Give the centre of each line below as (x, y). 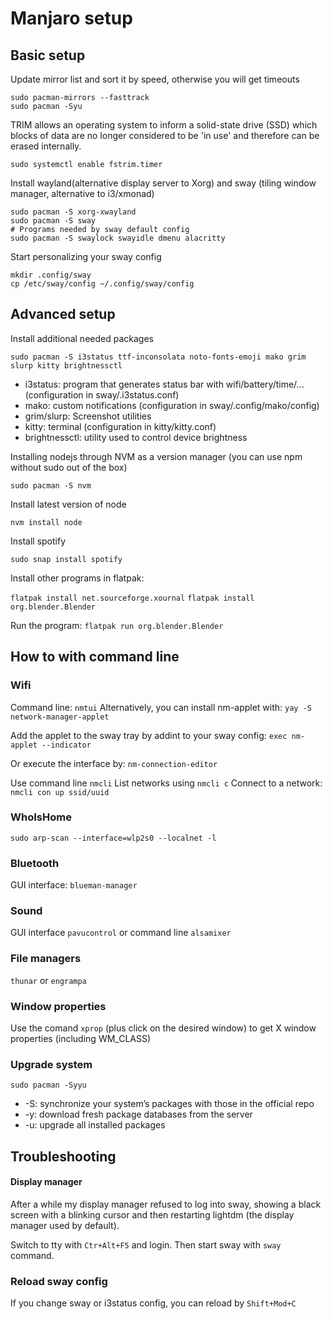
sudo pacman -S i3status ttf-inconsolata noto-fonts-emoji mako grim (158, 357)
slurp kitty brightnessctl (66, 365)
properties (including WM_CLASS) (81, 1038)
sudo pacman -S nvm (51, 485)
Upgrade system (51, 1064)
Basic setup (48, 55)
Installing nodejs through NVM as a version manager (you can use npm (156, 456)
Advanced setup (63, 314)
